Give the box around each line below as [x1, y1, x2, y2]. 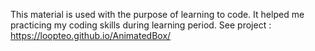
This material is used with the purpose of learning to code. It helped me [10, 9, 305, 20]
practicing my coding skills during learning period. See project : [10, 19, 272, 31]
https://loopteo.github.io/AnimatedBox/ [10, 30, 172, 41]
